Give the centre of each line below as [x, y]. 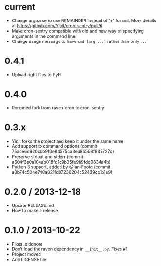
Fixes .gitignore [27, 244]
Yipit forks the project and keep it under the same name [68, 141]
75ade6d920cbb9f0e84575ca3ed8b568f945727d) [63, 151]
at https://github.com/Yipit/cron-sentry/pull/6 [57, 25]
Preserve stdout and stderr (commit [48, 156]
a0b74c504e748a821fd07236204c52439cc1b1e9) [62, 172]
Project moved [26, 254]
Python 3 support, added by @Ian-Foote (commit [61, 167]
